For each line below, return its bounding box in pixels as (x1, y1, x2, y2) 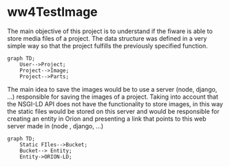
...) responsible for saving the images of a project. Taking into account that (7, 92, 219, 101)
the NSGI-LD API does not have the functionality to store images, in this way (7, 99, 224, 108)
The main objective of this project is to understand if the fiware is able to (7, 27, 213, 35)
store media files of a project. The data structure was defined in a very (7, 34, 207, 42)
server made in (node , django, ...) (7, 121, 104, 130)
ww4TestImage (7, 4, 98, 20)
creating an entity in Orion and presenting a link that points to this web (7, 115, 207, 123)
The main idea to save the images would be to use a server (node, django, (7, 85, 218, 93)
